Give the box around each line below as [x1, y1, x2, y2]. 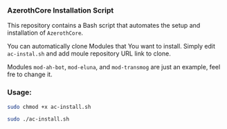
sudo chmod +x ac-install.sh [7, 103, 91, 110]
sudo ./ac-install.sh [7, 116, 70, 123]
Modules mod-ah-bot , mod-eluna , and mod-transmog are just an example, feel [7, 63, 221, 71]
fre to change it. [7, 70, 53, 78]
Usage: [7, 87, 33, 97]
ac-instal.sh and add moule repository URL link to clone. [7, 49, 171, 58]
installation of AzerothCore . [7, 28, 84, 37]
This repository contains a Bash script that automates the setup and [7, 21, 201, 30]
